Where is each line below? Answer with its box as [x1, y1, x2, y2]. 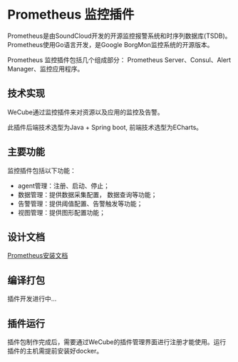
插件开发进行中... [7, 294, 57, 303]
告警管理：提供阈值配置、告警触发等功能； [17, 199, 143, 208]
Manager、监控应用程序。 [7, 64, 84, 73]
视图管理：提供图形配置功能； [17, 208, 105, 216]
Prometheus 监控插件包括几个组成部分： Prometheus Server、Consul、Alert [7, 55, 232, 64]
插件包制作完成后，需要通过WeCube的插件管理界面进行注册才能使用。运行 [7, 338, 227, 346]
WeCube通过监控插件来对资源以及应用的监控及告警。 [7, 108, 164, 116]
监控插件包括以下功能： [7, 166, 76, 175]
